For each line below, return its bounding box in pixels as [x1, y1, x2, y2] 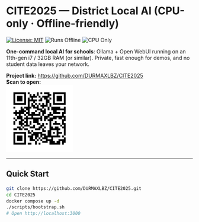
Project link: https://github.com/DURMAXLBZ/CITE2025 [6, 72, 143, 79]
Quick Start [6, 169, 49, 179]
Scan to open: [6, 78, 41, 85]
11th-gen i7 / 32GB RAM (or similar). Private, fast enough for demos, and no [6, 54, 190, 61]
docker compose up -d [6, 198, 60, 204]
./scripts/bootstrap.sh [6, 204, 65, 210]
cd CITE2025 [6, 192, 36, 198]
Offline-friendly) [36, 17, 120, 30]
